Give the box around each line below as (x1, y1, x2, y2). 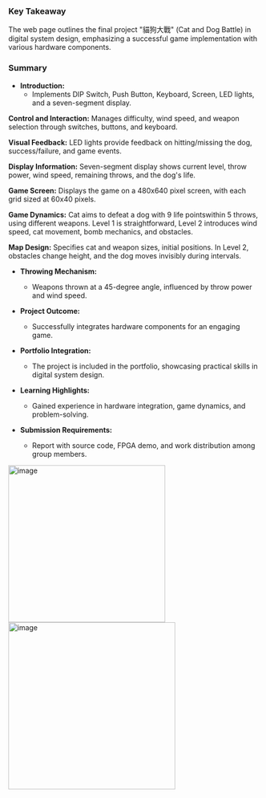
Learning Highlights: (19, 385, 91, 395)
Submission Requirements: (19, 425, 112, 434)
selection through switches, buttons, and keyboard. (8, 122, 178, 132)
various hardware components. (8, 43, 111, 52)
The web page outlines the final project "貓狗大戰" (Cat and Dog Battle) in (8, 25, 252, 35)
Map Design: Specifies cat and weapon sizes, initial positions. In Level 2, (8, 242, 249, 252)
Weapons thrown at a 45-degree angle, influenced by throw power (31, 282, 252, 291)
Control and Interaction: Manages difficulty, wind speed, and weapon (8, 113, 240, 123)
